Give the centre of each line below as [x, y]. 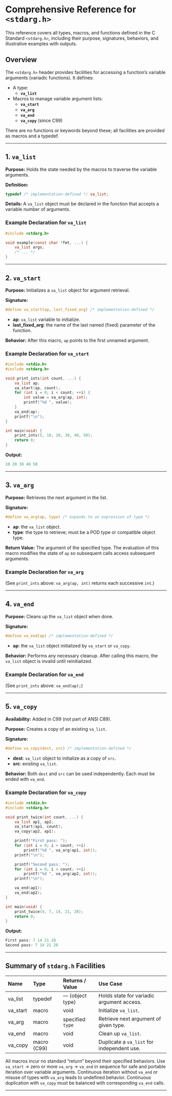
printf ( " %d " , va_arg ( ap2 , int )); [60, 874]
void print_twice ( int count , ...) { [44, 817]
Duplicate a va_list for [126, 1041]
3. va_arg [20, 485]
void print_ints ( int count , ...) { [43, 378]
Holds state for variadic [126, 995]
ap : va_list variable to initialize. [46, 319]
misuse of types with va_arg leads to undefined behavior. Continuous [78, 1077]
